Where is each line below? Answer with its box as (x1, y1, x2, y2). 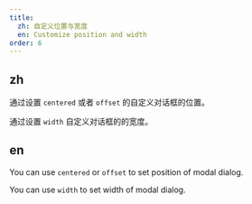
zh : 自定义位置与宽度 (17, 22, 89, 31)
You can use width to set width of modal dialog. (9, 184, 187, 195)
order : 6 (9, 38, 42, 48)
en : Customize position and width (17, 30, 147, 39)
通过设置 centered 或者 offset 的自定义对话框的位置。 (9, 97, 210, 108)
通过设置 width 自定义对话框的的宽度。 (9, 116, 154, 127)
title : (9, 13, 34, 23)
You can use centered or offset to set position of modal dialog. (9, 166, 244, 177)
